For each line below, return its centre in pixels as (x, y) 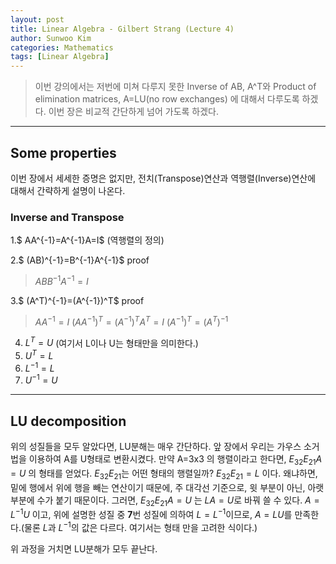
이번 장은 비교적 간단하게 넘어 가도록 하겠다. (134, 112)
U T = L (39, 354)
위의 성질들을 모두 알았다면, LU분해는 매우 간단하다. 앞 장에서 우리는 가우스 (156, 446)
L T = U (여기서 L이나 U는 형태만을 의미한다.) (111, 342)
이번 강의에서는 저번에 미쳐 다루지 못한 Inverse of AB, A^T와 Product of (175, 87)
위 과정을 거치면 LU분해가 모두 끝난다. (84, 548)
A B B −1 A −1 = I (61, 280)
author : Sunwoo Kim (51, 38)
